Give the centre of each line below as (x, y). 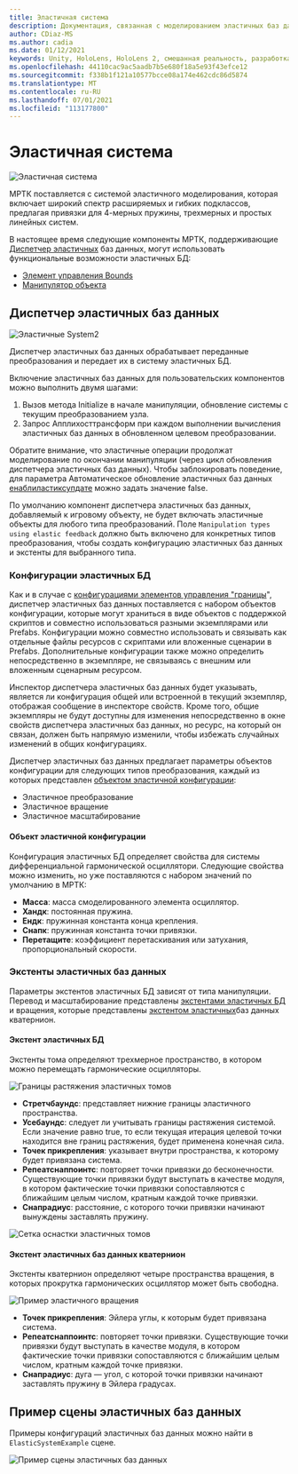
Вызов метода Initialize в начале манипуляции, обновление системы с (155, 404)
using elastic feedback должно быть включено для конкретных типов (143, 533)
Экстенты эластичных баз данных (88, 971)
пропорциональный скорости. (79, 949)
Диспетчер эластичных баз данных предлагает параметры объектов (141, 761)
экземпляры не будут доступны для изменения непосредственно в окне (147, 716)
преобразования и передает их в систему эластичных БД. (121, 361)
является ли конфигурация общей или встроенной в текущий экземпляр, (148, 697)
